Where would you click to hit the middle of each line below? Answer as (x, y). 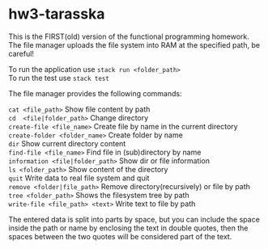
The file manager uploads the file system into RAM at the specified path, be (134, 44)
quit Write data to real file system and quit (79, 178)
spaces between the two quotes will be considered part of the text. (120, 236)
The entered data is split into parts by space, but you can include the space (134, 219)
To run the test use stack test (59, 78)
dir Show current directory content (67, 143)
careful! (21, 53)
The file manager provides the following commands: (95, 93)
